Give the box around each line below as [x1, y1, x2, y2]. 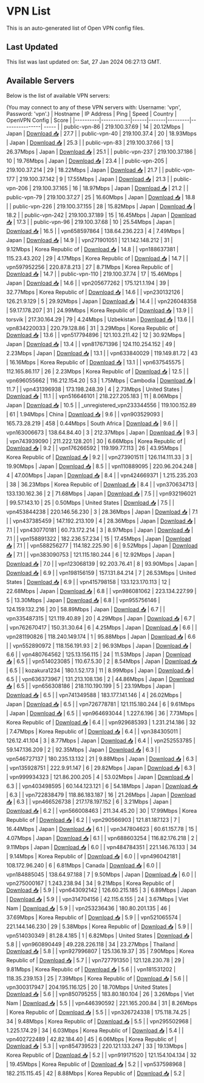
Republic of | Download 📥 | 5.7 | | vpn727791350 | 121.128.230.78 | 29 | [6, 956, 185, 963]
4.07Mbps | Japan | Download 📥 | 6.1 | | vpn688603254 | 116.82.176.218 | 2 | [6, 834, 198, 841]
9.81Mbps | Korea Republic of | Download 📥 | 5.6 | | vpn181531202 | [6, 965, 176, 973]
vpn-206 [6, 184, 29, 192]
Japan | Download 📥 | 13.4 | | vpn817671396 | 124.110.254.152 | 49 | [6, 340, 176, 347]
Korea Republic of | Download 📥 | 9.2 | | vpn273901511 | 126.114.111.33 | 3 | [6, 453, 192, 461]
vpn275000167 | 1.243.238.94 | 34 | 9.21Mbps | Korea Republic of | [6, 879, 175, 887]
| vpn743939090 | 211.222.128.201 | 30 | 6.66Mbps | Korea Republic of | [6, 437, 186, 444]
